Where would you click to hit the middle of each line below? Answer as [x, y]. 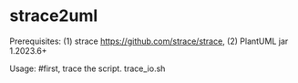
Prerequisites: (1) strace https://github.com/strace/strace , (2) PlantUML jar [149, 41]
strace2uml [54, 16]
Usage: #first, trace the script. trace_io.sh [87, 68]
